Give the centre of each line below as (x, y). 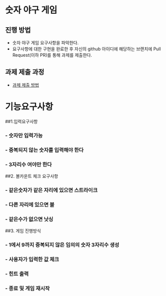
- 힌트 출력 (17, 274)
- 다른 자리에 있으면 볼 (30, 205)
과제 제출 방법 (26, 85)
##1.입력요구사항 (22, 121)
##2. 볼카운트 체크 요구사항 (32, 176)
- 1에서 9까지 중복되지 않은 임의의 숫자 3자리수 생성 (62, 245)
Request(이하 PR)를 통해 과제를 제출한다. (52, 55)
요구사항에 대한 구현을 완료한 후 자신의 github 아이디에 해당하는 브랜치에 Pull (86, 49)
